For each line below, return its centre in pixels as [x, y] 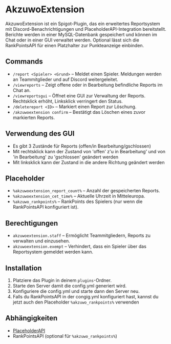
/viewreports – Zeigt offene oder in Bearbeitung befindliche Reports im [88, 85]
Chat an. [22, 90]
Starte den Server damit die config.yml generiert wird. [70, 286]
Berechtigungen [32, 223]
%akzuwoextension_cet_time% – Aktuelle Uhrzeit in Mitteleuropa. [79, 196]
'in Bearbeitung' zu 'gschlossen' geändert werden [66, 157]
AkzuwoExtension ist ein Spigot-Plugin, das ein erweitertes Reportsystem [83, 24]
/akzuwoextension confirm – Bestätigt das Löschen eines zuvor [79, 112]
